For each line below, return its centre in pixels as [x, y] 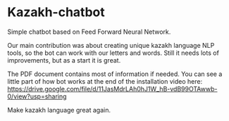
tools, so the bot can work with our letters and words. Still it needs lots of [113, 53]
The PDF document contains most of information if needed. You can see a [115, 74]
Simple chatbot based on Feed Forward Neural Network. [89, 32]
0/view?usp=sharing [37, 96]
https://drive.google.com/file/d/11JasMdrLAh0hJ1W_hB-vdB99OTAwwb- [112, 89]
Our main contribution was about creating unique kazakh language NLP [111, 45]
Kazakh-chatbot [56, 12]
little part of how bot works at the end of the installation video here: [105, 81]
